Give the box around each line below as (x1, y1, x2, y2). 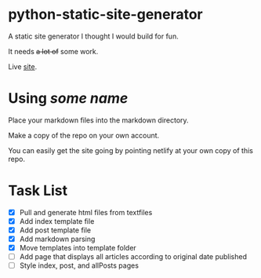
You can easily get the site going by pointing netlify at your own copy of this (8, 145, 253, 155)
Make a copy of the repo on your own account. (8, 130, 160, 140)
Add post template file (19, 225, 92, 235)
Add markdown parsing (19, 234, 96, 243)
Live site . (8, 61, 38, 71)
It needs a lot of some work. (8, 46, 99, 56)
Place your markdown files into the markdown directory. (8, 115, 190, 125)
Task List (8, 182, 68, 199)
